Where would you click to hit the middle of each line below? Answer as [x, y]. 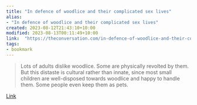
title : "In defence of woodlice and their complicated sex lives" [89, 11]
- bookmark [19, 50]
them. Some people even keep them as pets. [74, 85]
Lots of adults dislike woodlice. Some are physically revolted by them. [105, 66]
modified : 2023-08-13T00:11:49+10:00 [52, 33]
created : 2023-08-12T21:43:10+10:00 [51, 28]
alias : [14, 17]
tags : [13, 44]
